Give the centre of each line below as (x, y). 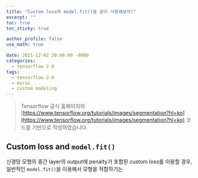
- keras (21, 83)
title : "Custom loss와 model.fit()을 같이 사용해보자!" (71, 12)
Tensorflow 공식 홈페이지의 (53, 106)
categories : (21, 61)
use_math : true (25, 45)
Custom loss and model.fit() (61, 146)
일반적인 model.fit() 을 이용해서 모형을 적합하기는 (65, 169)
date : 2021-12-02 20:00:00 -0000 (48, 55)
